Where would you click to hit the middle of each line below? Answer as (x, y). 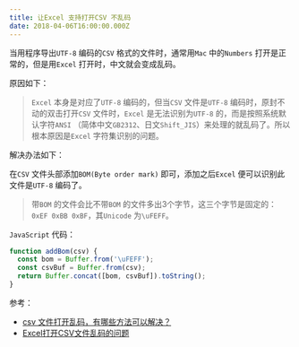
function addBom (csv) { (54, 251)
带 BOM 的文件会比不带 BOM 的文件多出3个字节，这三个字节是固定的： (154, 204)
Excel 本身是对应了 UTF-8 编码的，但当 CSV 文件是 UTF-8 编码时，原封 (154, 102)
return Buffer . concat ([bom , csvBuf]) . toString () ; (111, 276)
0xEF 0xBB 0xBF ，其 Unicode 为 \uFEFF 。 (103, 215)
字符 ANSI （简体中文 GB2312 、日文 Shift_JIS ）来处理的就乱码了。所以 (165, 124)
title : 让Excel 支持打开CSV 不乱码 (70, 17)
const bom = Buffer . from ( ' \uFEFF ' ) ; (85, 260)
